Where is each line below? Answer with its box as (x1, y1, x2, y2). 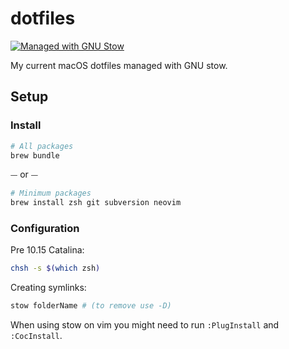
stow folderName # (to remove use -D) (10, 301, 172, 311)
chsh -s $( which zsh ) (10, 263, 101, 274)
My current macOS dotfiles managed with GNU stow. (10, 59, 228, 71)
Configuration (10, 222, 80, 236)
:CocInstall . (10, 330, 63, 342)
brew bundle (10, 150, 60, 161)
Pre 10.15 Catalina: (10, 244, 85, 256)
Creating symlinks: (10, 282, 87, 294)
